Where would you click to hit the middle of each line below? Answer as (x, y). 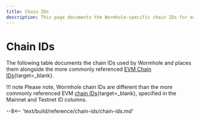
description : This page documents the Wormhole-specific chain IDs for (97, 17)
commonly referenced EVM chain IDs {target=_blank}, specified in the (91, 93)
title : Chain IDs (28, 12)
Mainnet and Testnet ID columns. (47, 100)
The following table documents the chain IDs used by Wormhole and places (99, 63)
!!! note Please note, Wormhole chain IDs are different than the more (90, 87)
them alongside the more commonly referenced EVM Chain (79, 70)
